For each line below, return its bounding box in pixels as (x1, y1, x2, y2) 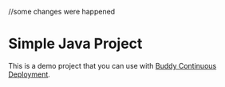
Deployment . (8, 69, 50, 79)
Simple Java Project (8, 35, 143, 53)
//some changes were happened (8, 7, 116, 16)
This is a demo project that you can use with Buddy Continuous (8, 61, 217, 70)
